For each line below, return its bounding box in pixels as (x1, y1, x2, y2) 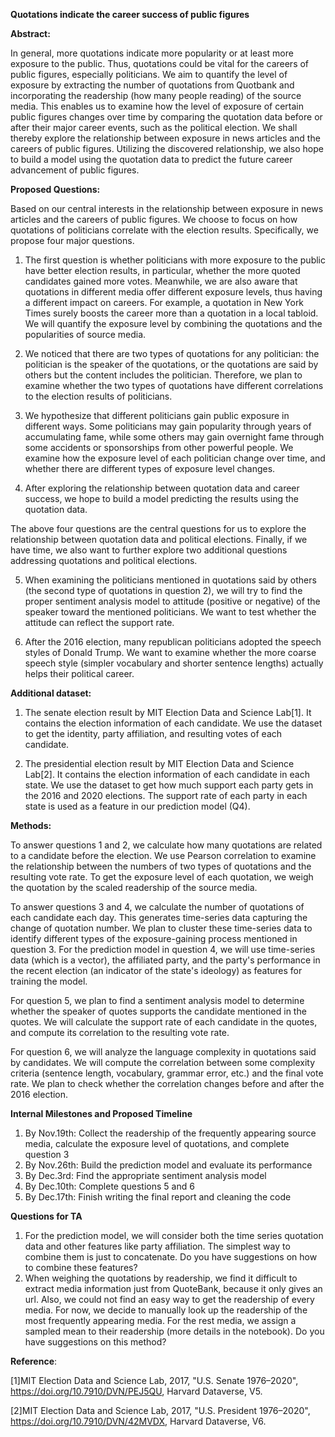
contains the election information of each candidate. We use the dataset (24, 717, 323, 729)
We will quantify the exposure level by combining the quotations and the (24, 318, 323, 329)
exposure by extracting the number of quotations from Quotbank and (10, 79, 295, 91)
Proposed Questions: (10, 184, 101, 195)
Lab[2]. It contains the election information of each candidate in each (24, 769, 310, 780)
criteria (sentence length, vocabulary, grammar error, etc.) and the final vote (10, 1067, 324, 1079)
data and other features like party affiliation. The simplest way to (24, 1240, 291, 1252)
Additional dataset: (10, 687, 92, 699)
